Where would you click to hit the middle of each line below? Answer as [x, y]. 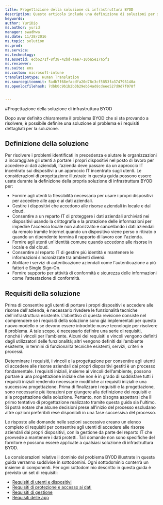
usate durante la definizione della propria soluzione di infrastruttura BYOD [79, 181]
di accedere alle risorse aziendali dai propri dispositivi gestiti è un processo [80, 366]
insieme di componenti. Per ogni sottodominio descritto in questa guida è [78, 468]
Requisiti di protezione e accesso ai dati [52, 487]
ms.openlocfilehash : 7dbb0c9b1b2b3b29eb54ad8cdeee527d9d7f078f [70, 86]
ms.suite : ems [19, 68]
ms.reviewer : [18, 64]
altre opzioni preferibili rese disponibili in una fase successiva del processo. [81, 413]
